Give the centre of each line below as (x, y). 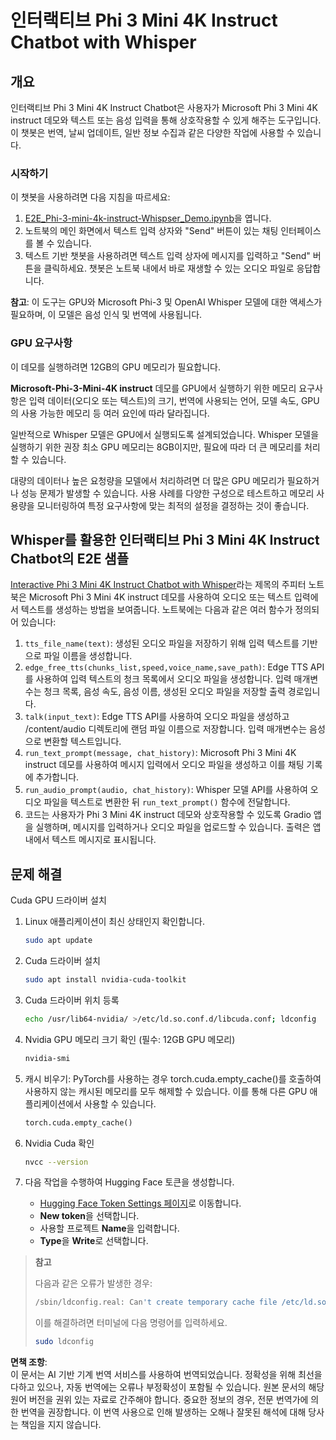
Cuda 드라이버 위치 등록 (72, 1000)
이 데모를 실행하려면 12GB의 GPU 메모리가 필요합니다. (116, 367)
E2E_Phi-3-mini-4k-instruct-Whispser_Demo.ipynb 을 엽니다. (148, 218)
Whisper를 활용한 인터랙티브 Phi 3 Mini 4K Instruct (165, 539)
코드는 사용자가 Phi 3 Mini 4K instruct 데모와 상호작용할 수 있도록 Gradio (168, 815)
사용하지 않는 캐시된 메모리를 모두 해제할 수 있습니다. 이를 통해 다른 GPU (166, 1091)
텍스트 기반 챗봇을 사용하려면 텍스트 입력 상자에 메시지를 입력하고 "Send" (167, 256)
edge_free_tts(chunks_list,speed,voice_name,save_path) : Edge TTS (166, 667)
